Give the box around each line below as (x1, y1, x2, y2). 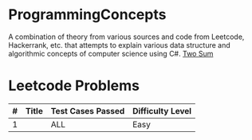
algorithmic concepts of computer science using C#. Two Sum (8, 49, 214, 58)
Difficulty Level (132, 105, 192, 116)
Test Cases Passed (50, 105, 125, 116)
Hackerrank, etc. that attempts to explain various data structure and (8, 40, 231, 49)
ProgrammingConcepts (8, 6, 167, 24)
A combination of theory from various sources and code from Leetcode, (8, 32, 245, 41)
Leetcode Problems (8, 77, 140, 95)
